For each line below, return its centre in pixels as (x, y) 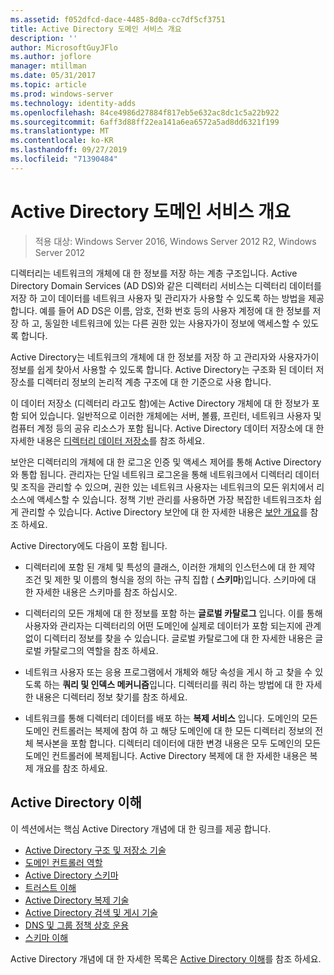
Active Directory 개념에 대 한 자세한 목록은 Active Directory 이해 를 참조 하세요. (166, 958)
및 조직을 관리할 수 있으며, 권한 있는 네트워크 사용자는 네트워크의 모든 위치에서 (162, 487)
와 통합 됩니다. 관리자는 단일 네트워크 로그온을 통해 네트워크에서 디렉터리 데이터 (165, 474)
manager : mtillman (48, 66)
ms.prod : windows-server (62, 94)
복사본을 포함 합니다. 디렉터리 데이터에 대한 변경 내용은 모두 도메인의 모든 (178, 743)
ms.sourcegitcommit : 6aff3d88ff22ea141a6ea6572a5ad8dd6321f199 (145, 122)
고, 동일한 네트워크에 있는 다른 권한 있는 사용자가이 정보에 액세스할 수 (166, 323)
